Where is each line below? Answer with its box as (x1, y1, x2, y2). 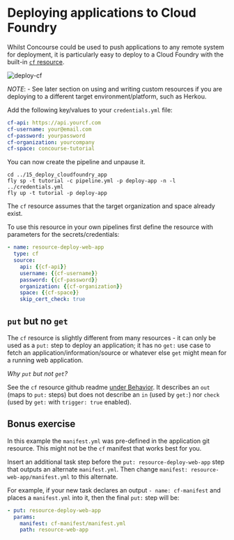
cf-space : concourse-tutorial (7, 145, 95, 152)
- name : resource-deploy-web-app (7, 244, 104, 251)
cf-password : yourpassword (7, 132, 86, 139)
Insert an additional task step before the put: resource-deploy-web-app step (7, 458, 225, 466)
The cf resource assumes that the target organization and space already (7, 202, 216, 210)
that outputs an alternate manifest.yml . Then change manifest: (7, 465, 188, 473)
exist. (7, 210, 23, 218)
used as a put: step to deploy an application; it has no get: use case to (7, 341, 211, 349)
